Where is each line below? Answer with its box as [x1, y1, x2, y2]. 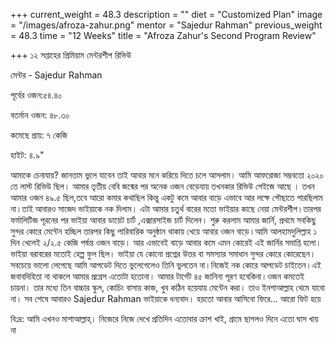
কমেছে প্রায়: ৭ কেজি [10, 129, 68, 141]
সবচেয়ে [10, 259, 32, 271]
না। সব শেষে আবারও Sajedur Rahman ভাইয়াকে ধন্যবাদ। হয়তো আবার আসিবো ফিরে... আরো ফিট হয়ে [10, 293, 322, 304]
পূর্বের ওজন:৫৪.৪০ [10, 89, 63, 101]
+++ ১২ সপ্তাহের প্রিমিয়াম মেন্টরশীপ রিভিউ [10, 49, 132, 61]
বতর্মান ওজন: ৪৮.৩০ [10, 109, 70, 121]
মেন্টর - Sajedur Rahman [10, 69, 103, 81]
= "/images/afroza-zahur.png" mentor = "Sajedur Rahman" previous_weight [10, 19, 323, 31]
